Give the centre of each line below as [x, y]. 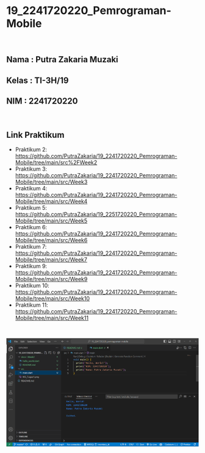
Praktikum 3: [31, 169]
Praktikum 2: [31, 149]
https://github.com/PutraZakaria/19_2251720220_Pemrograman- [96, 215]
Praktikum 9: [31, 266]
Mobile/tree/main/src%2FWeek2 [56, 163]
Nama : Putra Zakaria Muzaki [63, 59]
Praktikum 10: [32, 286]
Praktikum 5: [31, 208]
